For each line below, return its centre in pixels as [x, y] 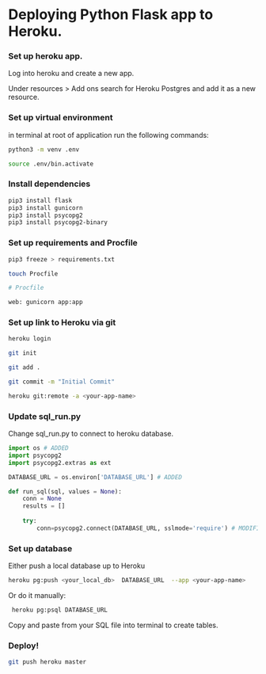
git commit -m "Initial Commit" [61, 382]
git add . [25, 367]
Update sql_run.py [45, 416]
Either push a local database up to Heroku [76, 566]
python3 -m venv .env [44, 149]
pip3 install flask [40, 200]
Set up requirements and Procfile [73, 243]
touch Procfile [33, 274]
